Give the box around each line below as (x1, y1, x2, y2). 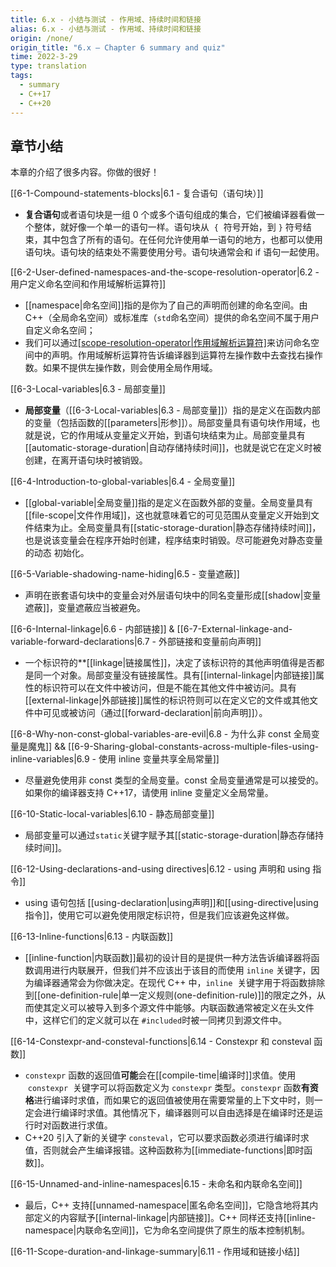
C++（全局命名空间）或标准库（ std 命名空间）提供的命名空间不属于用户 (24, 312, 320, 324)
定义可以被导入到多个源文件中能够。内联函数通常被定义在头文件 (51, 1002, 315, 1014)
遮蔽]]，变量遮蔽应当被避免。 (24, 602, 147, 614)
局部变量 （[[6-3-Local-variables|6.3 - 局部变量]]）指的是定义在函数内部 (24, 404, 321, 416)
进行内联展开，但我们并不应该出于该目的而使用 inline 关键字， (51, 964, 312, 976)
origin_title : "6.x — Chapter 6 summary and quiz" (10, 42, 226, 53)
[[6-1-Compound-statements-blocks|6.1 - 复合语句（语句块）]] (10, 187, 264, 200)
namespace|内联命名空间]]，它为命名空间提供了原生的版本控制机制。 (24, 1224, 311, 1236)
